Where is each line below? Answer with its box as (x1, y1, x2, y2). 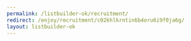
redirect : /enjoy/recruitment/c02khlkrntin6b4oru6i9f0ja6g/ (6, 17, 185, 24)
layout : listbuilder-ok (6, 23, 76, 30)
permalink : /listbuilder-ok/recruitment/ (6, 10, 129, 17)
